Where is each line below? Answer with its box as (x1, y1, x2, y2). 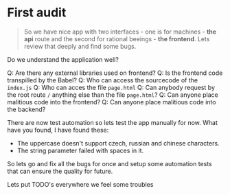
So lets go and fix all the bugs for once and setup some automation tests (7, 159, 213, 168)
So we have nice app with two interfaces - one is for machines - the (23, 27, 217, 36)
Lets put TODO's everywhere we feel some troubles (7, 180, 154, 188)
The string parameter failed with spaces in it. (16, 146, 144, 154)
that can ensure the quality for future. (7, 167, 113, 175)
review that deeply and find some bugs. (23, 42, 137, 50)
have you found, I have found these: (7, 126, 109, 134)
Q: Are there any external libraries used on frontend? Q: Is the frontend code (7, 69, 223, 77)
